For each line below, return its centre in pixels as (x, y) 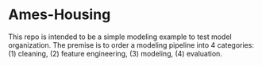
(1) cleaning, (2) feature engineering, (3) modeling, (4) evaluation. (115, 53)
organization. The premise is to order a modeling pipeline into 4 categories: (131, 45)
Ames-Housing (60, 15)
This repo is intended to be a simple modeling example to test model (120, 37)
